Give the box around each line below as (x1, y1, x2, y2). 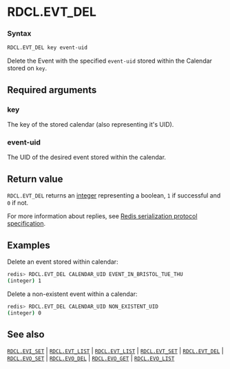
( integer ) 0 (7, 309, 41, 317)
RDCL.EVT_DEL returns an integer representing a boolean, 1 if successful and (7, 191, 221, 200)
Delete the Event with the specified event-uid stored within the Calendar (7, 56, 212, 65)
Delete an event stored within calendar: (7, 257, 118, 266)
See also (7, 328, 45, 340)
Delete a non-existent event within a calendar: (7, 290, 138, 298)
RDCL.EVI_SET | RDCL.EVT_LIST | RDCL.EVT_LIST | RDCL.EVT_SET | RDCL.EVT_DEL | (7, 347, 224, 355)
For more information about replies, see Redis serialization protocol (7, 212, 198, 220)
